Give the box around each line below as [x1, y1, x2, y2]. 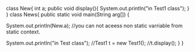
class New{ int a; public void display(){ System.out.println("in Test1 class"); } [6, 5, 190, 12]
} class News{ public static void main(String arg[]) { [6, 11, 130, 18]
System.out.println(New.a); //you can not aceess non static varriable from [6, 23, 183, 29]
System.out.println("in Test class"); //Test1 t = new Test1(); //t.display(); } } [6, 40, 184, 46]
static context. [6, 28, 41, 35]
